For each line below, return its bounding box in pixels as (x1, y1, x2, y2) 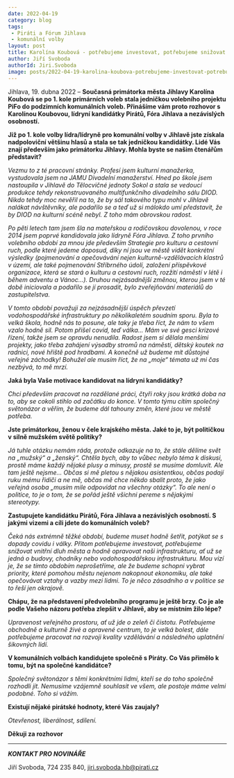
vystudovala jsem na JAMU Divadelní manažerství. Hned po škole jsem (8, 173, 212, 181)
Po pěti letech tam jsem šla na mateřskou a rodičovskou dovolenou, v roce (8, 224, 222, 232)
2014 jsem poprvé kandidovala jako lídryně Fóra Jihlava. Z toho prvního (8, 231, 214, 240)
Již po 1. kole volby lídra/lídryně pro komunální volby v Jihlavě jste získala (8, 130, 225, 139)
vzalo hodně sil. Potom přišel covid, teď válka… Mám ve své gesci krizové (8, 326, 219, 334)
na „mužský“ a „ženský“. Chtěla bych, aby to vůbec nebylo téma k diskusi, (8, 453, 223, 462)
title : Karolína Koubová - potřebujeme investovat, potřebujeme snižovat (8, 49, 226, 56)
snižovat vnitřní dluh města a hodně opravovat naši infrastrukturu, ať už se (8, 547, 223, 555)
